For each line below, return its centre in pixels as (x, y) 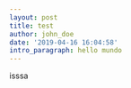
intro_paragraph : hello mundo (66, 51)
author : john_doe (42, 34)
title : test (31, 26)
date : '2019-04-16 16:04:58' (64, 42)
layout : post (34, 17)
